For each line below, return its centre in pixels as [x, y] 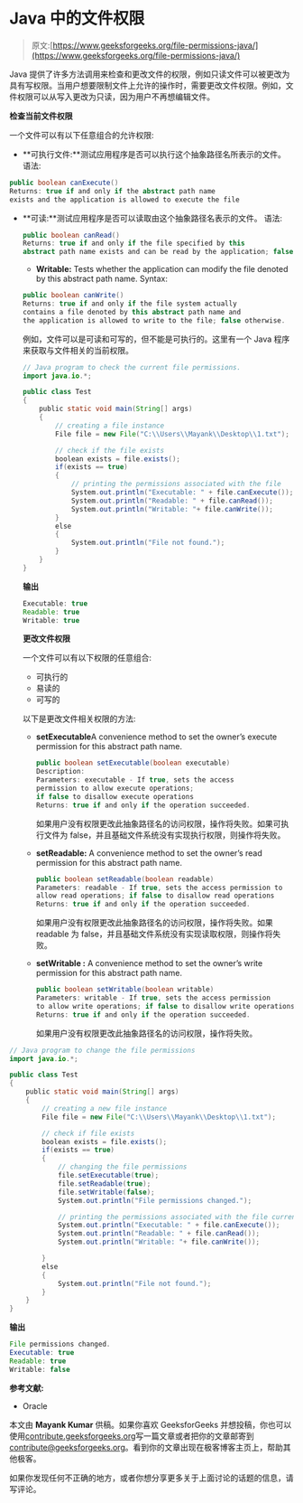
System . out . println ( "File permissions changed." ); [155, 1200]
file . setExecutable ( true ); [108, 1176]
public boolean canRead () [71, 235]
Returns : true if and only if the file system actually [129, 304]
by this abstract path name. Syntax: [102, 279]
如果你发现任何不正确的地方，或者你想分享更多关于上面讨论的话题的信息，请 [151, 1478]
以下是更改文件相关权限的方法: [79, 719]
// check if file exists [88, 1133]
